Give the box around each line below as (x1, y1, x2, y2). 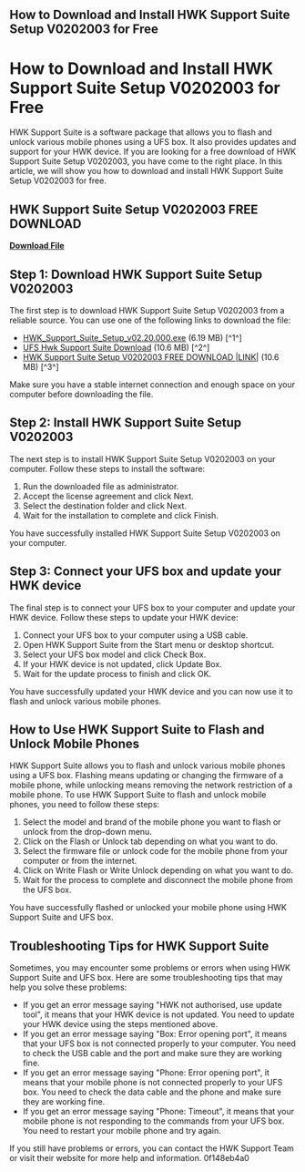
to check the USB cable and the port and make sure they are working (22, 1048, 282, 1059)
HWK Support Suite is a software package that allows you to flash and (9, 127, 273, 138)
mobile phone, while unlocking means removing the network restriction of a (9, 779, 293, 791)
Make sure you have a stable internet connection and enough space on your (9, 378, 296, 390)
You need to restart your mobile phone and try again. (22, 1126, 221, 1136)
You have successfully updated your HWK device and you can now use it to (9, 685, 293, 696)
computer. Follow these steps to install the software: (9, 463, 206, 474)
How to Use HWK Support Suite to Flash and (9, 722, 265, 737)
